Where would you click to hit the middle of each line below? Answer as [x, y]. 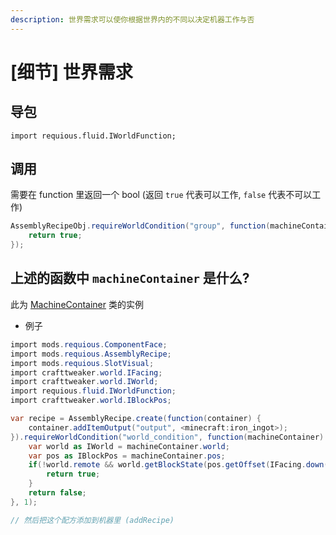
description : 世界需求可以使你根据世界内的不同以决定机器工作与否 [132, 19]
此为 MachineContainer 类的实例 [77, 304]
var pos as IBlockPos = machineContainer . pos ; [127, 456]
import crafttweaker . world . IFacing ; [86, 372]
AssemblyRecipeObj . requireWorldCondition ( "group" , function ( [140, 226]
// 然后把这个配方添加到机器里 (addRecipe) [92, 520]
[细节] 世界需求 [71, 72]
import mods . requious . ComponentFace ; [89, 344]
